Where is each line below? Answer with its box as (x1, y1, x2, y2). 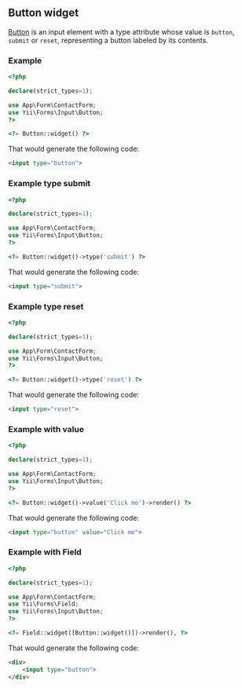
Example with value (8, 424, 85, 434)
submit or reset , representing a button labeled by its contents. (8, 35, 208, 45)
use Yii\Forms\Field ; (8, 600, 79, 608)
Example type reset (8, 301, 84, 312)
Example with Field (8, 547, 82, 558)
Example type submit (8, 178, 91, 189)
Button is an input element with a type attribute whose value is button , (8, 27, 235, 36)
